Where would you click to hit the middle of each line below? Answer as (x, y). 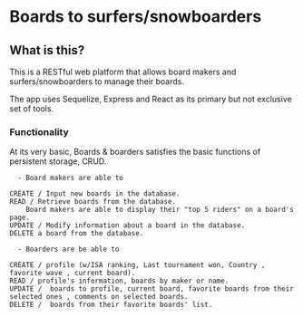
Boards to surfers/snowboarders (136, 17)
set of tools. (32, 109)
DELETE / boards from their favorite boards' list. (111, 305)
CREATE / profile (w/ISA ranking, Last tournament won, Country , (137, 265)
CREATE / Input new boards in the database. (95, 194)
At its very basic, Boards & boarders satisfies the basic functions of (135, 152)
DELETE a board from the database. (77, 234)
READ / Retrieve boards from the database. (93, 202)
